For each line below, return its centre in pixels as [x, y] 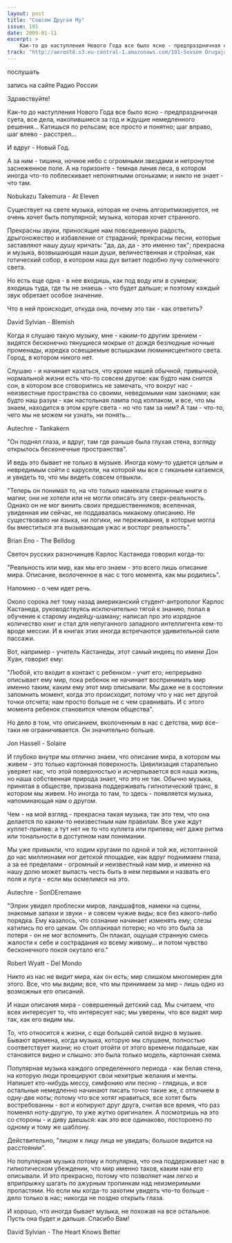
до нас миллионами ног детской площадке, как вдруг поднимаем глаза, [114, 857]
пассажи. [21, 638]
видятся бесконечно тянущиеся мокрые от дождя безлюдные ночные [111, 342]
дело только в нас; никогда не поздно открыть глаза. [86, 1197]
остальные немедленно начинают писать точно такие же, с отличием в [113, 1090]
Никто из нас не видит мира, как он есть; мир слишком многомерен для [115, 976]
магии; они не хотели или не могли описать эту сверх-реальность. [106, 498]
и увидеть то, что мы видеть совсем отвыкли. [75, 477]
